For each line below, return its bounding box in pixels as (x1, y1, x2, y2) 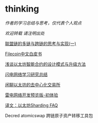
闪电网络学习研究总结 (5, 71, 48, 77)
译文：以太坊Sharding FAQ (5, 102, 58, 108)
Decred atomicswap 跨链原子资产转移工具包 (5, 112, 93, 118)
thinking (5, 3, 39, 15)
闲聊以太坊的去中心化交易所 (5, 81, 61, 88)
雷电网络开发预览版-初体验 (5, 92, 58, 98)
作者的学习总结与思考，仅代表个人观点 (5, 20, 82, 26)
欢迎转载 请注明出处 (5, 30, 45, 36)
